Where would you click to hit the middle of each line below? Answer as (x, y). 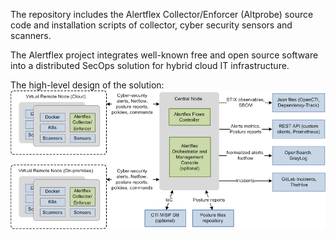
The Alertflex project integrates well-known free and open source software (164, 55)
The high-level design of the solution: (87, 85)
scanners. (31, 35)
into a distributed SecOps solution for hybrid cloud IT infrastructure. (150, 65)
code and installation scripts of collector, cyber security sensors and (151, 25)
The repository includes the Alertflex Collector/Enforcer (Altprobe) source (162, 14)
